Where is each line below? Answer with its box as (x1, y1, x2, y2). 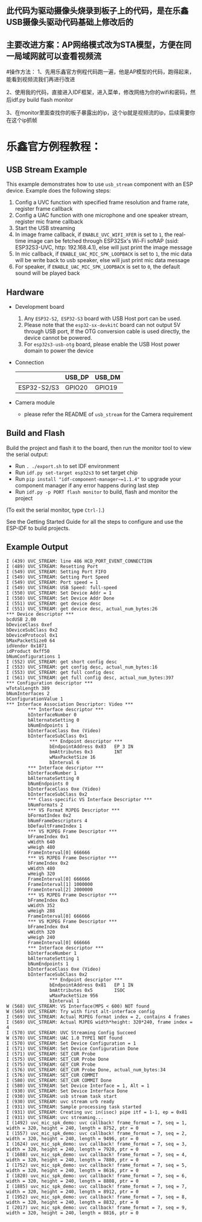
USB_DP (65, 373, 89, 381)
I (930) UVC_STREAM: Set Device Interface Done (6, 1088, 128, 1094)
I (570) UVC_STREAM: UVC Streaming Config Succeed (6, 1029, 136, 1035)
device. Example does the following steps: (6, 187, 112, 194)
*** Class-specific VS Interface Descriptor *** (28, 796, 153, 802)
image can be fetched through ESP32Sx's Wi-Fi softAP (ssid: (27, 237, 179, 245)
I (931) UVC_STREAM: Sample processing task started (6, 1104, 142, 1110)
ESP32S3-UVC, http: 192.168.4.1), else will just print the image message (14, 244, 193, 251)
